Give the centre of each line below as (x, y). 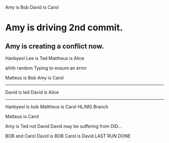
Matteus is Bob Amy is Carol (34, 78)
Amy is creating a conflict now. (55, 46)
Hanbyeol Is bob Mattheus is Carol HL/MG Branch (57, 107)
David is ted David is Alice (32, 92)
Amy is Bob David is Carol (32, 7)
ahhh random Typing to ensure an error (46, 68)
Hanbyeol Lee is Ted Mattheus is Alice (45, 58)
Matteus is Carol (22, 116)
